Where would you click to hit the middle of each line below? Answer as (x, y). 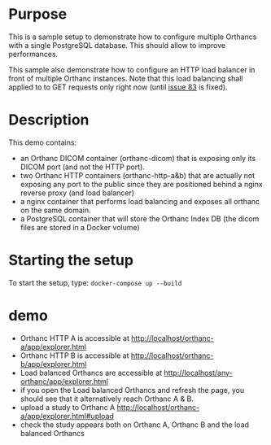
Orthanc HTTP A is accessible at (75, 338)
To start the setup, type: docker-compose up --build (95, 282)
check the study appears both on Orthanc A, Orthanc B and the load (135, 425)
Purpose (38, 14)
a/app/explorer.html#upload (67, 416)
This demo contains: (43, 142)
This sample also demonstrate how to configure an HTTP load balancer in (132, 69)
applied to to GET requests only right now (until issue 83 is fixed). (118, 87)
